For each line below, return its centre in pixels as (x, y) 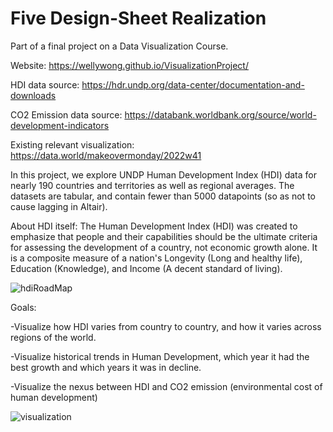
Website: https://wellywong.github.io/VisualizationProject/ (129, 65)
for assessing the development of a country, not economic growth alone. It (164, 247)
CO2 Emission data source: (66, 114)
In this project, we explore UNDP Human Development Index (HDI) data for (163, 174)
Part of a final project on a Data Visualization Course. (119, 46)
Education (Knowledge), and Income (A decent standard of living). (146, 268)
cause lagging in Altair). (59, 206)
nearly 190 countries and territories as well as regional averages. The (152, 185)
